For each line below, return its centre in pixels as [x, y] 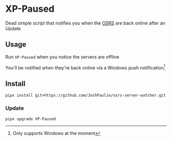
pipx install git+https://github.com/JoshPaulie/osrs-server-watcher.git [86, 96]
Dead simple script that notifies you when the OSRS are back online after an [85, 23]
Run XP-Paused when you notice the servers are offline [62, 57]
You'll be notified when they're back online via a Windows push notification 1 [85, 67]
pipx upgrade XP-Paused [31, 119]
